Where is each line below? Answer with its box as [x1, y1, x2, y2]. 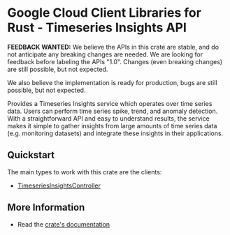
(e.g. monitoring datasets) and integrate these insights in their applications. [7, 129, 224, 137]
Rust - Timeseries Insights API [7, 20, 187, 36]
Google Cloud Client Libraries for [7, 5, 201, 21]
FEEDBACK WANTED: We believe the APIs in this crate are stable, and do [7, 43, 219, 51]
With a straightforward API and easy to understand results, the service [7, 114, 210, 123]
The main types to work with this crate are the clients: [7, 167, 162, 176]
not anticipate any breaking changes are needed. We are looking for [7, 50, 203, 59]
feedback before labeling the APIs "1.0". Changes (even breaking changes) [7, 57, 222, 66]
